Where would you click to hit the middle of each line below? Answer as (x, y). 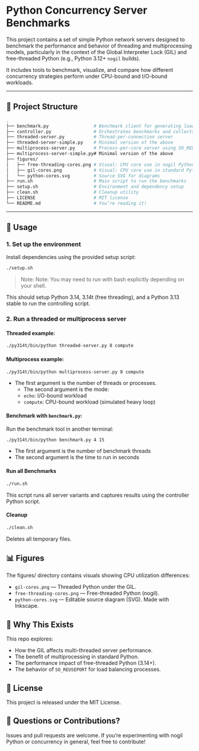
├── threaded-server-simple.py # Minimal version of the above (90, 143)
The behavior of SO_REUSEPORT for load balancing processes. (88, 670)
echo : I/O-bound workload (55, 396)
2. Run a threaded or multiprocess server (66, 319)
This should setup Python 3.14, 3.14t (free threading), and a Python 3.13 (93, 297)
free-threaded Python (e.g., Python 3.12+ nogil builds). (73, 58)
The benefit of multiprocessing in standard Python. (77, 657)
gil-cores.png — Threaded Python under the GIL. (75, 587)
